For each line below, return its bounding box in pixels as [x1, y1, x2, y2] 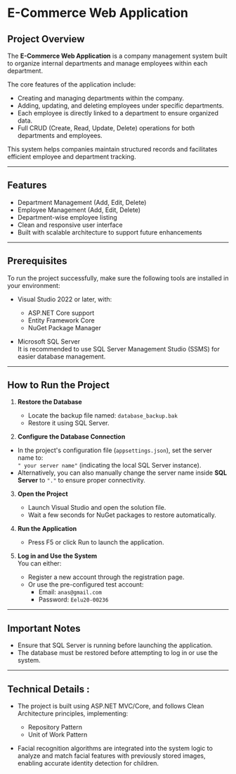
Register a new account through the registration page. [27, 573, 185, 582]
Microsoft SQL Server [17, 337, 81, 346]
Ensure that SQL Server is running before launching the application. [17, 641, 213, 649]
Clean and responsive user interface [17, 220, 123, 229]
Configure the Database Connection [17, 432, 126, 441]
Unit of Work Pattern [27, 730, 88, 739]
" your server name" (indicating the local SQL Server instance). [17, 461, 202, 470]
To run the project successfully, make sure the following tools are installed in [7, 273, 229, 282]
